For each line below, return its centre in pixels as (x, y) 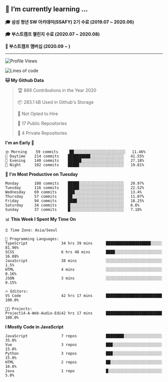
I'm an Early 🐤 (20, 142)
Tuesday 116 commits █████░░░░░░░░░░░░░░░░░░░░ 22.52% (74, 188)
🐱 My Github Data (24, 80)
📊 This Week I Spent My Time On (40, 219)
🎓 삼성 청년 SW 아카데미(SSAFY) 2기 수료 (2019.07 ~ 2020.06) (69, 22)
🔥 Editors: (17, 291)
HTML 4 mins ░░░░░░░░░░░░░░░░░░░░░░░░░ (84, 269)
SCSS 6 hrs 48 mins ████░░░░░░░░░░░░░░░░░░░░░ (84, 252)
